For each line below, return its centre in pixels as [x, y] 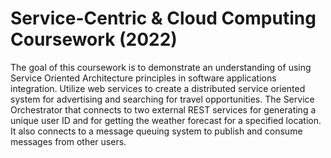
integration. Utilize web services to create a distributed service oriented [158, 88]
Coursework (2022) [94, 39]
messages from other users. [68, 141]
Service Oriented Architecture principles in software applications [143, 78]
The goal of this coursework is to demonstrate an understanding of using [161, 67]
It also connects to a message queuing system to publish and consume [156, 131]
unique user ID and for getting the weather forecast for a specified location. [166, 120]
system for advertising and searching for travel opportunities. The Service [162, 99]
